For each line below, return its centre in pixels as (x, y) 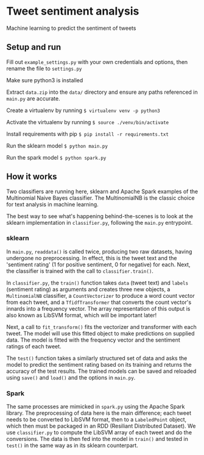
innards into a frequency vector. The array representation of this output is (98, 308)
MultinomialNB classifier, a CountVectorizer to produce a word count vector (100, 295)
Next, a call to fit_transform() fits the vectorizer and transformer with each (101, 326)
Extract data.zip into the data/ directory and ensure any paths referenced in (102, 92)
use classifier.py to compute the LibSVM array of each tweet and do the (99, 432)
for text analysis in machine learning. (52, 204)
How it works (32, 177)
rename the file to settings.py (44, 68)
